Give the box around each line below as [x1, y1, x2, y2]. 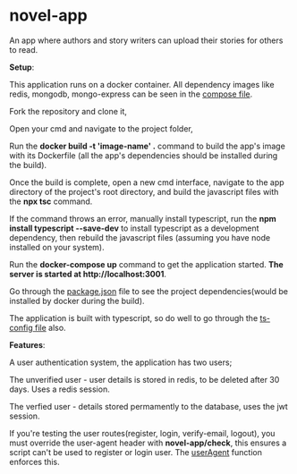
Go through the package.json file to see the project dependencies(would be [9, 285, 289, 296]
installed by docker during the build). [9, 295, 145, 306]
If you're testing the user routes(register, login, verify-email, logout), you [9, 427, 276, 438]
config [9, 322, 33, 333]
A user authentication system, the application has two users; [9, 357, 233, 368]
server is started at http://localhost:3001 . [9, 268, 167, 279]
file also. [34, 322, 66, 333]
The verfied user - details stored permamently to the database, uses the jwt [9, 401, 288, 411]
